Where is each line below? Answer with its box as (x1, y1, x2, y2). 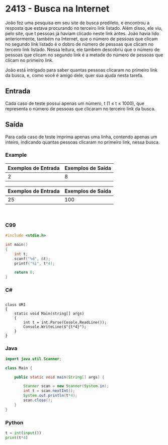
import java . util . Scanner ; (5, 356, 62, 361)
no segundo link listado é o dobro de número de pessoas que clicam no (5, 41, 154, 47)
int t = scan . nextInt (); (23, 389, 75, 394)
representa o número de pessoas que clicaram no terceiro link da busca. (5, 105, 156, 111)
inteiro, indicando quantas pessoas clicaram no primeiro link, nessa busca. (5, 139, 160, 145)
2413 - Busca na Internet (5, 3, 110, 15)
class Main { (5, 365, 33, 370)
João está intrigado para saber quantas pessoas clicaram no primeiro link (5, 67, 157, 73)
